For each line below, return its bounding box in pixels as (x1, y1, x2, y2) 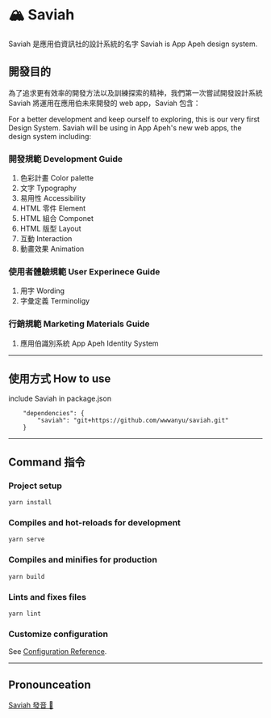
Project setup (8, 480, 62, 491)
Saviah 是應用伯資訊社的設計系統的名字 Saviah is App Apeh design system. (8, 39, 258, 49)
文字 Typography (19, 183, 77, 193)
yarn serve (8, 535, 45, 544)
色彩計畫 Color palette (19, 173, 94, 183)
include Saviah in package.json (8, 393, 111, 404)
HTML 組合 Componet (19, 214, 94, 223)
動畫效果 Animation (19, 244, 85, 254)
